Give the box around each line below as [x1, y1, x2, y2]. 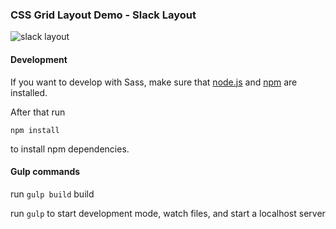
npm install [10, 125, 60, 135]
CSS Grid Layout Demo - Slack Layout [10, 8, 197, 22]
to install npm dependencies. [10, 143, 130, 155]
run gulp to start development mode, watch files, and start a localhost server [10, 207, 326, 219]
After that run [10, 106, 66, 118]
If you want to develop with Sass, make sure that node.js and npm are [10, 76, 298, 88]
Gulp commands [10, 166, 81, 178]
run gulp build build [10, 188, 95, 200]
